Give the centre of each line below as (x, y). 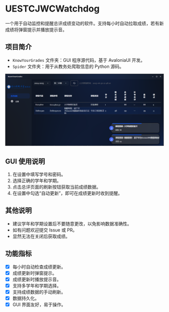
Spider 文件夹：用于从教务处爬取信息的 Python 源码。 (68, 66)
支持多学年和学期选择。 (37, 285)
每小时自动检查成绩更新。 (39, 267)
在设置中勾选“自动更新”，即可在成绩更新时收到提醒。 (67, 193)
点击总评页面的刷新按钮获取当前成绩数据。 (57, 187)
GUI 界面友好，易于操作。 (39, 304)
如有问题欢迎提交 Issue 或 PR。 (45, 230)
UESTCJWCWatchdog (52, 9)
